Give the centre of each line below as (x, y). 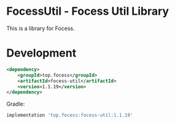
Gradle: (16, 104)
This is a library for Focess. (41, 28)
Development (41, 53)
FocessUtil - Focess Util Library (88, 11)
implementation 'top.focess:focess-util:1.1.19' (70, 115)
